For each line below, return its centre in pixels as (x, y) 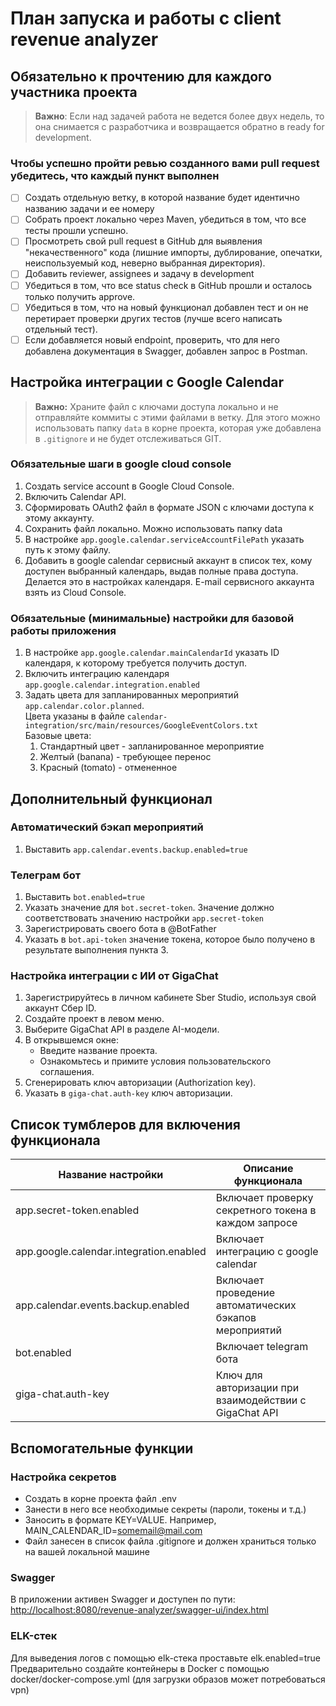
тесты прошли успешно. (76, 231)
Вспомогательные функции (102, 1448)
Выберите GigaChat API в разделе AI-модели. (122, 1029)
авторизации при (257, 1388)
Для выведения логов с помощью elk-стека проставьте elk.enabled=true (165, 1658)
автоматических (256, 1305)
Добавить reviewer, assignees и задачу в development (139, 274)
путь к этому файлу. (68, 549)
